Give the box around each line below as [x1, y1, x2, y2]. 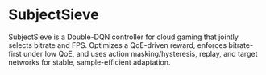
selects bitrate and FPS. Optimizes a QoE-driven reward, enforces [8, 40, 227, 49]
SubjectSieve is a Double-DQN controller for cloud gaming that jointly [8, 32, 239, 41]
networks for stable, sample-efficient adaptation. [8, 57, 171, 67]
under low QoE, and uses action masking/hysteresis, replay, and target [23, 49, 258, 58]
